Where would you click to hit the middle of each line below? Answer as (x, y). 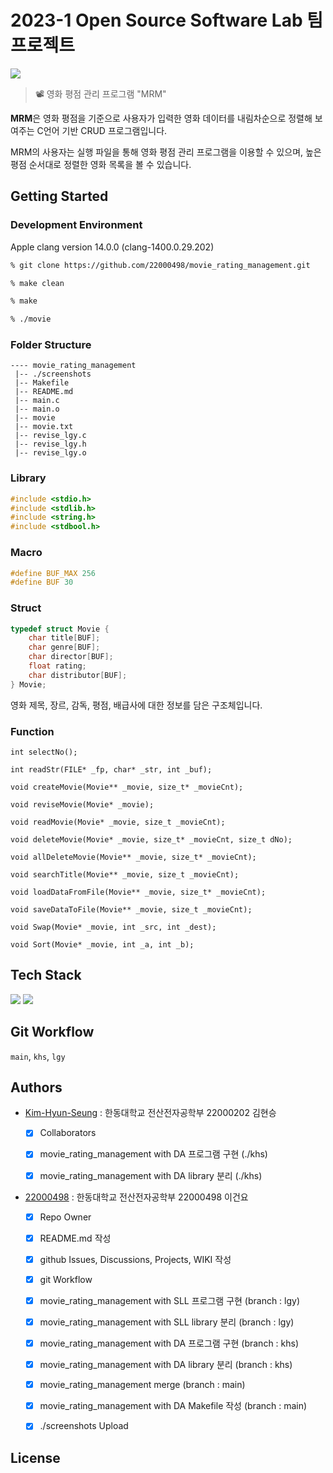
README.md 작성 (75, 1238)
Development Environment (76, 225)
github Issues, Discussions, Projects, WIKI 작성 (135, 1259)
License (35, 1457)
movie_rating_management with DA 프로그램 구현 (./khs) (153, 1154)
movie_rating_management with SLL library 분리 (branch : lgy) (167, 1322)
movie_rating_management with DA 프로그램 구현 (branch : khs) (169, 1343)
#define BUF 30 (42, 582)
